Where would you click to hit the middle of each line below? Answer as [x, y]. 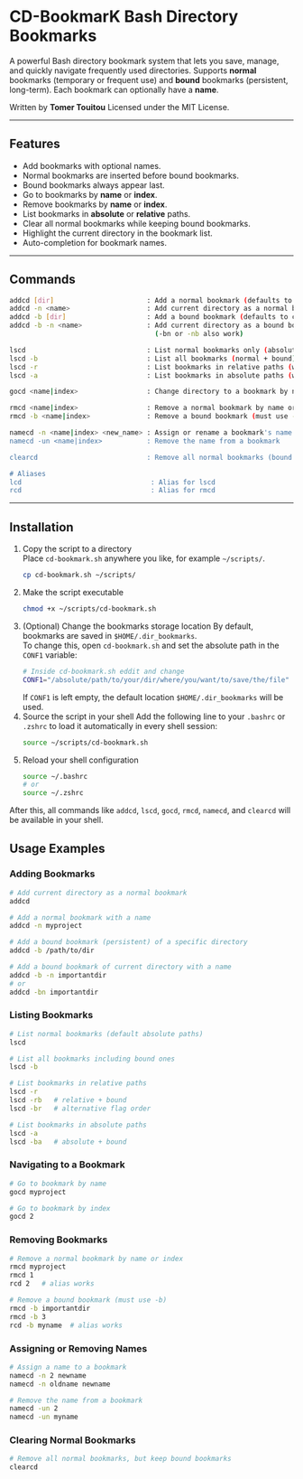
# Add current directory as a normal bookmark [98, 893]
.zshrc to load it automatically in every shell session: [120, 725]
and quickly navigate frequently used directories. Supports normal [133, 70]
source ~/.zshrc [53, 793]
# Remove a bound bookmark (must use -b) [88, 1300]
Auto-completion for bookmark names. [95, 242]
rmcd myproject [38, 1267]
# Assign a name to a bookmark [68, 1367]
